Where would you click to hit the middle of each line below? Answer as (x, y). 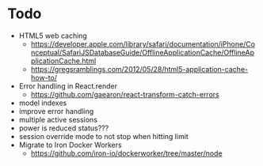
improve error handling (56, 111)
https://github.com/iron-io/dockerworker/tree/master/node (126, 153)
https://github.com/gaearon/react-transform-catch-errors (125, 94)
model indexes (43, 103)
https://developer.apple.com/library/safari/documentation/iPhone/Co (143, 43)
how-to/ (44, 77)
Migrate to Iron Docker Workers (70, 145)
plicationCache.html (63, 61)
